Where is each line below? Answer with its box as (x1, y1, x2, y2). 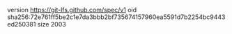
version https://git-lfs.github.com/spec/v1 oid (7, 6, 137, 14)
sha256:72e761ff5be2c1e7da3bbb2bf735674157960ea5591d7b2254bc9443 (7, 13, 226, 21)
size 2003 (37, 20, 66, 28)
